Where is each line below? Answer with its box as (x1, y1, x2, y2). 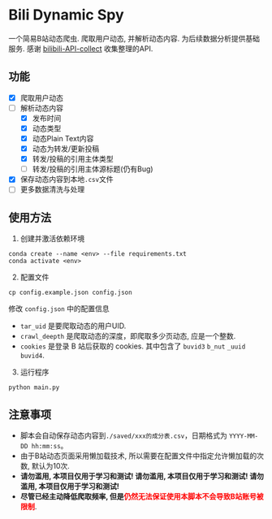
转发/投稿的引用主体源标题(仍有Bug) (32, 164, 153, 174)
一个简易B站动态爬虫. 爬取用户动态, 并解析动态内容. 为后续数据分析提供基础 (8, 33, 261, 43)
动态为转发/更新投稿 (32, 144, 100, 154)
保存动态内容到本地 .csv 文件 (19, 175, 114, 184)
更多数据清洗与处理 (19, 184, 85, 194)
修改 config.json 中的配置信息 (8, 304, 110, 314)
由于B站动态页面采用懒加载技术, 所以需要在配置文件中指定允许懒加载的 (19, 451, 257, 461)
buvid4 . (19, 351, 45, 361)
